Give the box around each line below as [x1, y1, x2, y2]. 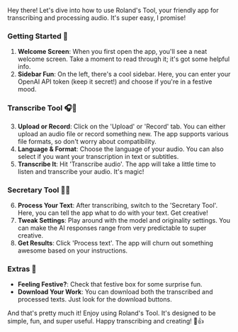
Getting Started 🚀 [7, 31, 69, 41]
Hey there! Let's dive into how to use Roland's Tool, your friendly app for [7, 6, 219, 14]
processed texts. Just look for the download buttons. [17, 295, 172, 304]
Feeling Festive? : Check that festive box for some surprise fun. [17, 280, 203, 289]
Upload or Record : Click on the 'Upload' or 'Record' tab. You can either [17, 122, 226, 131]
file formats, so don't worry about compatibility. [17, 137, 157, 145]
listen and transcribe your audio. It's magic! [17, 167, 144, 176]
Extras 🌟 [7, 264, 37, 274]
